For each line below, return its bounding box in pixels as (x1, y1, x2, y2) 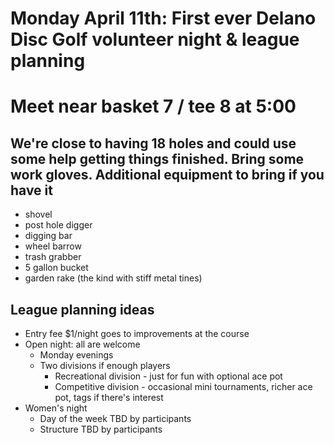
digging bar (24, 230, 73, 242)
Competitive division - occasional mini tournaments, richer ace (54, 381, 313, 392)
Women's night (24, 402, 88, 414)
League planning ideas (10, 301, 155, 318)
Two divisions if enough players (39, 360, 171, 371)
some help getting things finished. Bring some (10, 150, 305, 167)
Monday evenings (39, 349, 114, 361)
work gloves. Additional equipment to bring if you (10, 166, 325, 183)
